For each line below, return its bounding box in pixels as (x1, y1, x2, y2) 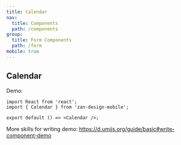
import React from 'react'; (6, 98, 78, 105)
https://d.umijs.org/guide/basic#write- (78, 125, 175, 132)
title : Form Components (12, 37, 72, 43)
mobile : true (6, 49, 39, 55)
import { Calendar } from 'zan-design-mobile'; (6, 104, 129, 110)
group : (6, 32, 23, 38)
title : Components (12, 20, 59, 26)
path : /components (12, 25, 59, 32)
